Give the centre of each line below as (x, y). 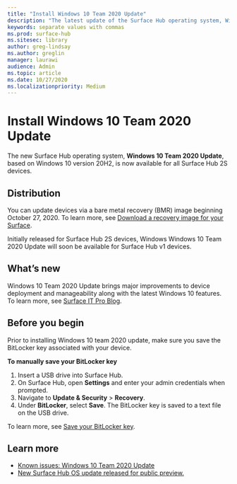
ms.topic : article (34, 73)
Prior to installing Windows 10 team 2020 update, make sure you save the (114, 340)
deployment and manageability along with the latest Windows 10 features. (115, 293)
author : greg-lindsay (39, 47)
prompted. (32, 390)
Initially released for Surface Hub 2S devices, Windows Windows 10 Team (115, 239)
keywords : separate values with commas (66, 27)
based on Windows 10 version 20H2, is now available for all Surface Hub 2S (117, 163)
